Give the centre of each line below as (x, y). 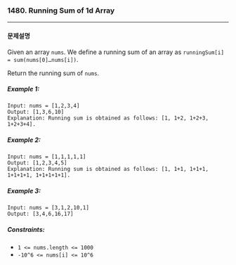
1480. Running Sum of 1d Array (61, 11)
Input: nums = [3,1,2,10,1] (48, 208)
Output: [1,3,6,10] (36, 112)
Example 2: (24, 140)
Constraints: (26, 230)
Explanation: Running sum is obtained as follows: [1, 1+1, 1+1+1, (108, 169)
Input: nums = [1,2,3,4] (44, 106)
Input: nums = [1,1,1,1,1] (47, 157)
